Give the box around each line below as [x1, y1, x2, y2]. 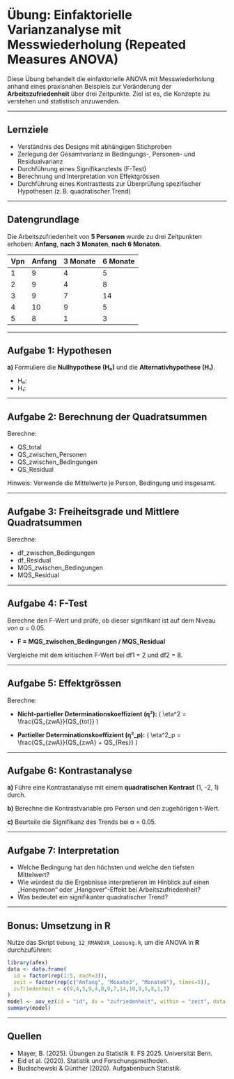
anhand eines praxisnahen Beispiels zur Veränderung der [7, 82, 172, 90]
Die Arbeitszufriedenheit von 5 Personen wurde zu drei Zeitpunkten [7, 232, 202, 240]
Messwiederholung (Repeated [7, 37, 187, 52]
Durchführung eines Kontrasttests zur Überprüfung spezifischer [17, 179, 201, 188]
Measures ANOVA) [7, 52, 118, 68]
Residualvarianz [17, 157, 64, 166]
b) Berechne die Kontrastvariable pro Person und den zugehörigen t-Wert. [7, 804, 220, 813]
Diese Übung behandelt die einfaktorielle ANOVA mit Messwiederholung [7, 74, 214, 83]
